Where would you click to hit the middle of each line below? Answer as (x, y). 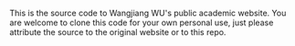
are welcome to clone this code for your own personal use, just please (142, 23)
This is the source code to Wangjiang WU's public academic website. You (148, 13)
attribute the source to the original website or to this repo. (118, 32)
